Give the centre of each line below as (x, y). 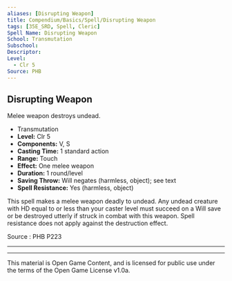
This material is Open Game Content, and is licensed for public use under (111, 263)
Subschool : (23, 46)
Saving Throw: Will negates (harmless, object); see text (97, 181)
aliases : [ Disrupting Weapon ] (51, 13)
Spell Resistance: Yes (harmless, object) (75, 188)
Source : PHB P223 (35, 237)
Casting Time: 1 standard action (63, 151)
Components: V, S (43, 144)
